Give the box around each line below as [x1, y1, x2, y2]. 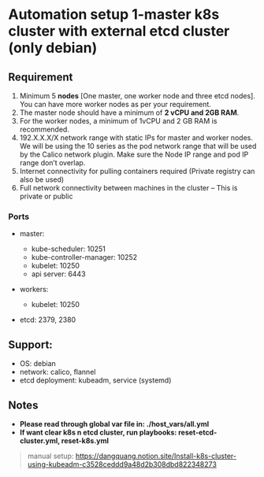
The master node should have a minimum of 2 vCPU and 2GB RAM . [19, 108, 240, 117]
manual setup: [27, 451, 74, 460]
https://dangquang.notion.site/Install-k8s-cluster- [75, 451, 236, 460]
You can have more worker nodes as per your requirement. [19, 100, 211, 109]
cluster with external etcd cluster [8, 22, 230, 40]
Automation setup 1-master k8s [8, 6, 220, 24]
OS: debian [19, 359, 57, 368]
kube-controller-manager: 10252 [31, 253, 138, 262]
